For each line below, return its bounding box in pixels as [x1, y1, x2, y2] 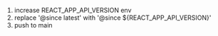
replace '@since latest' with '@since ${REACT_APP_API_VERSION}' [14, 13, 212, 22]
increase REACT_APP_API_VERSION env [14, 6, 132, 14]
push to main [14, 21, 53, 29]
